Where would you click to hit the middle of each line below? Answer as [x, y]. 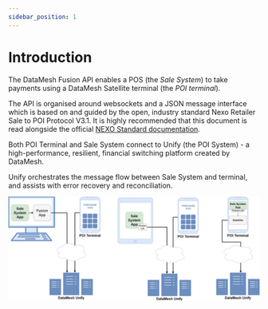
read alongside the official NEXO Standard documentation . [104, 129]
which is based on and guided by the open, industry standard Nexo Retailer [132, 112]
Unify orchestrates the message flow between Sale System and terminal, [128, 176]
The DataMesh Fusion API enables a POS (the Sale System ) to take [118, 79]
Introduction [50, 57]
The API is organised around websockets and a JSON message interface [128, 103]
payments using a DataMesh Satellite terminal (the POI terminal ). [114, 88]
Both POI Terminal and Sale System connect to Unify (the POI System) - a [129, 145]
